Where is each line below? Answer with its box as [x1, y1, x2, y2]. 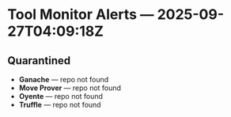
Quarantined [7, 54, 71, 67]
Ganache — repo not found [18, 75, 109, 84]
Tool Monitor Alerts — [7, 6, 155, 24]
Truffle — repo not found [18, 100, 101, 109]
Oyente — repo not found [18, 92, 104, 100]
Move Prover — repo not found [18, 83, 122, 92]
